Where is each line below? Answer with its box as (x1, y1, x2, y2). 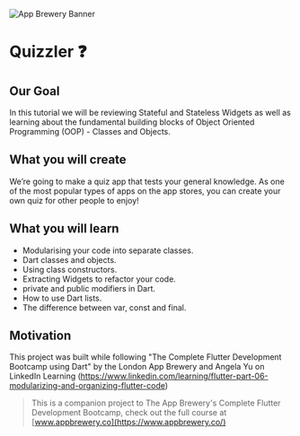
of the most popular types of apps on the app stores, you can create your (9, 185, 281, 196)
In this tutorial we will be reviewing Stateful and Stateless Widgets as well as (9, 108, 292, 118)
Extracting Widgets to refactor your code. (22, 274, 177, 284)
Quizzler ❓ (9, 41, 87, 62)
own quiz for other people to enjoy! (9, 195, 139, 205)
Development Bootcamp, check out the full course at (31, 407, 227, 418)
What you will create (9, 153, 128, 168)
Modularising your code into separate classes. (22, 245, 194, 256)
